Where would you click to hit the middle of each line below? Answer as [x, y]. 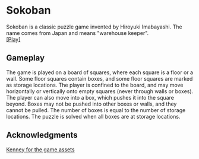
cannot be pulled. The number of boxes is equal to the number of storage [96, 110]
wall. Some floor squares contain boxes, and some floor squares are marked [99, 78]
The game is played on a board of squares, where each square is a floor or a [100, 72]
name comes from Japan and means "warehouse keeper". [78, 33]
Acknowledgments [42, 135]
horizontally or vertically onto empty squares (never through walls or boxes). [100, 91]
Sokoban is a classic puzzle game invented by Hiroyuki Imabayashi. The [94, 27]
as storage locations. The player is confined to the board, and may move [95, 85]
